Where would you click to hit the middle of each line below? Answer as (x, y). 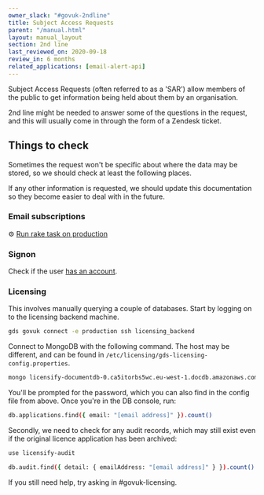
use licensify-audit (42, 453)
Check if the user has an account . (63, 271)
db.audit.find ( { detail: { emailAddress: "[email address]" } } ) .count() (132, 467)
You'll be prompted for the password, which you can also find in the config (129, 393)
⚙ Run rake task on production (58, 233)
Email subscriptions (47, 217)
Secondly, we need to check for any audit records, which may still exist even (132, 431)
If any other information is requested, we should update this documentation (130, 188)
